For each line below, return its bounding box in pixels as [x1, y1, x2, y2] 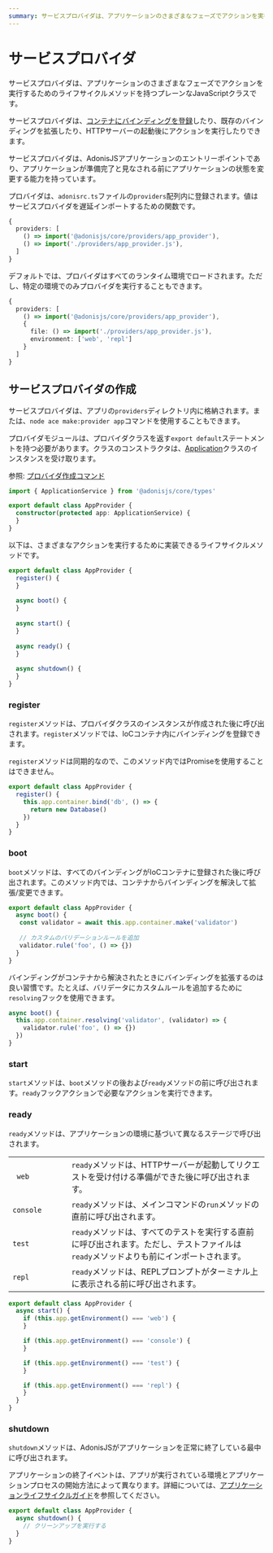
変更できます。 [18, 887, 67, 897]
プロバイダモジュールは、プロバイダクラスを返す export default [8, 433, 222, 443]
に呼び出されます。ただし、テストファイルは [71, 1238, 242, 1249]
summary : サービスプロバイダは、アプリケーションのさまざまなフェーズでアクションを [8, 11, 258, 20]
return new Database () [29, 805, 107, 814]
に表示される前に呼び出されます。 [71, 1278, 201, 1289]
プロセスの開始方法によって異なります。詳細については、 [29, 1481, 221, 1490]
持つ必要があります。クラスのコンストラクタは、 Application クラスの [22, 443, 252, 453]
